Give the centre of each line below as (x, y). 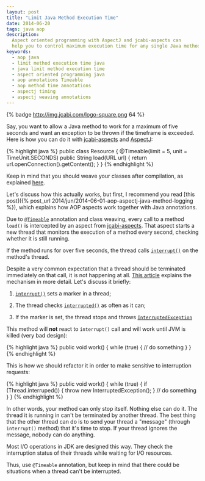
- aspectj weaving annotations (52, 97)
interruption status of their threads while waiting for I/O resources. (89, 453)
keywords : (19, 52)
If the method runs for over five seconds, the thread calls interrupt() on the (102, 250)
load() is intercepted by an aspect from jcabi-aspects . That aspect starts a (101, 225)
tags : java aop (26, 29)
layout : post (23, 12)
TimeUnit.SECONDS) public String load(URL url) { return (77, 157)
